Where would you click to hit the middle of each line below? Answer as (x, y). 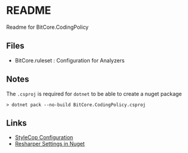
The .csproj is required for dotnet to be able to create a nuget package (94, 94)
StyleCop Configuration (44, 137)
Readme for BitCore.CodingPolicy (47, 27)
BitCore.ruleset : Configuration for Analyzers (69, 60)
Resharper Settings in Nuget (50, 144)
